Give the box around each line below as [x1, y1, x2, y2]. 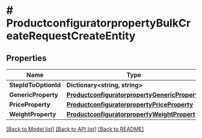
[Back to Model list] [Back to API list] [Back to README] [6, 125, 144, 133]
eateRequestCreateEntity [6, 29, 136, 43]
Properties [6, 53, 47, 63]
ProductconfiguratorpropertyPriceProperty [66, 100, 194, 109]
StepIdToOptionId [9, 81, 61, 89]
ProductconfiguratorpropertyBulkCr [6, 16, 191, 30]
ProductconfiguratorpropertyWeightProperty [66, 110, 200, 118]
